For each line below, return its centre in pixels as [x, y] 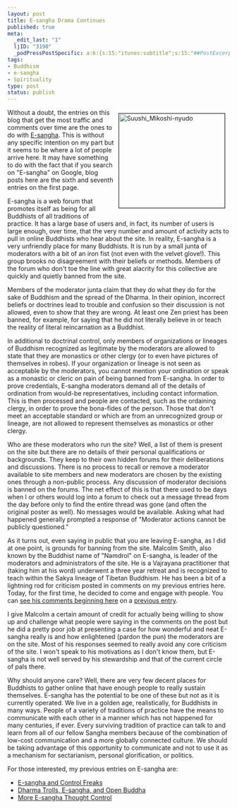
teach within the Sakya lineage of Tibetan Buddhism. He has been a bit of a [117, 578]
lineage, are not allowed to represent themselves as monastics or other [110, 423]
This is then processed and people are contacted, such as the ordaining [112, 401]
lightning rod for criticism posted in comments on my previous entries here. [117, 585]
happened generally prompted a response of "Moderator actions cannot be [117, 520]
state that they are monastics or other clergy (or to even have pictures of [113, 356]
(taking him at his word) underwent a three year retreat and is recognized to [117, 571]
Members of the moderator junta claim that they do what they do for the [112, 290]
